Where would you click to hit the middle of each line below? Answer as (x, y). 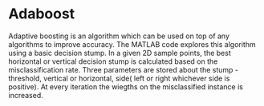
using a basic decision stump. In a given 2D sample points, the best (120, 53)
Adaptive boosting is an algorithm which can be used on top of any (119, 36)
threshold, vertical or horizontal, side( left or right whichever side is (119, 78)
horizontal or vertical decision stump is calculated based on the (113, 61)
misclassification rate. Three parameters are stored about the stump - (124, 69)
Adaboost (42, 14)
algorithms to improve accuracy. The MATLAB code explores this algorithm (132, 44)
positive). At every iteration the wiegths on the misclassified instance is (126, 86)
